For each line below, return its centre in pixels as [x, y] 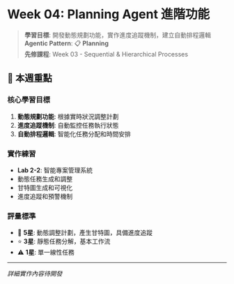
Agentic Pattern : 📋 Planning [67, 43]
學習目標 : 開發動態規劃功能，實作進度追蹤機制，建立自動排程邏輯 [117, 35]
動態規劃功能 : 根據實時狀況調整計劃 [68, 117]
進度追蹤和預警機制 [45, 196]
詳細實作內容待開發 [35, 274]
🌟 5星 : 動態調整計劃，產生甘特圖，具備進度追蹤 [85, 233]
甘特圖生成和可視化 [45, 187]
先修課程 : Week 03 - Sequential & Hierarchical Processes [106, 54]
